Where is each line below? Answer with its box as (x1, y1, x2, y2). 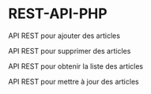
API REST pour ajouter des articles (8, 31, 121, 40)
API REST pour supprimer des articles (8, 46, 131, 55)
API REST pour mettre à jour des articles (8, 77, 140, 86)
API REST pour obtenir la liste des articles (8, 61, 144, 71)
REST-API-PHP (8, 5, 108, 23)
